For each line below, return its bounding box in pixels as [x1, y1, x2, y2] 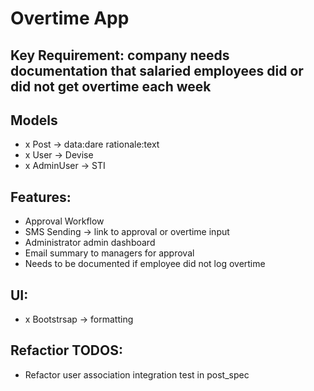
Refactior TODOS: [10, 342, 123, 359]
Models [10, 112, 58, 129]
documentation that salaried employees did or [10, 62, 304, 79]
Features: [10, 188, 72, 206]
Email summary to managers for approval [24, 247, 195, 259]
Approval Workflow [24, 215, 105, 227]
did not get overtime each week [10, 78, 212, 95]
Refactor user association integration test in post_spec [24, 368, 250, 381]
